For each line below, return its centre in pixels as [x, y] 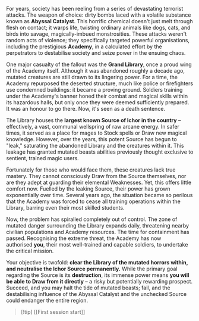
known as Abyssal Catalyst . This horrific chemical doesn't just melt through [99, 21]
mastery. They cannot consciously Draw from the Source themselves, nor [96, 176]
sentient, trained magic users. [42, 158]
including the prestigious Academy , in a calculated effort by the [84, 46]
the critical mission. [30, 251]
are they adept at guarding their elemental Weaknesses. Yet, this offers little [99, 182]
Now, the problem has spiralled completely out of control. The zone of [92, 219]
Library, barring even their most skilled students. [65, 208]
